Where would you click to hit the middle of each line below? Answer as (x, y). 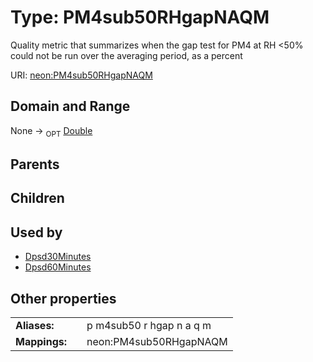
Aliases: (35, 325)
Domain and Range (70, 106)
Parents (35, 164)
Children (37, 198)
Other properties (63, 298)
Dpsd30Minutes (58, 257)
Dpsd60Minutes (58, 267)
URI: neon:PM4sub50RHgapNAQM (81, 75)
